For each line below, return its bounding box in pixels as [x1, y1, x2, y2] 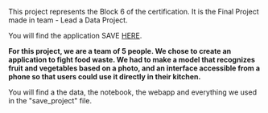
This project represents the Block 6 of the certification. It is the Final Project [8, 7, 259, 16]
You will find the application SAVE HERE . [8, 31, 142, 40]
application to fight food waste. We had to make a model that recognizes [8, 55, 256, 64]
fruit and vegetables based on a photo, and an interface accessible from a [8, 63, 260, 73]
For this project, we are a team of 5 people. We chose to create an [8, 46, 232, 55]
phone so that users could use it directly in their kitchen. [8, 72, 201, 81]
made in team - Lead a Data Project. [8, 15, 128, 25]
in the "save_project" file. [8, 96, 93, 105]
